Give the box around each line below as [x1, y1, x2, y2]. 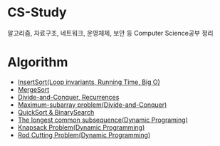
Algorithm [7, 54, 68, 71]
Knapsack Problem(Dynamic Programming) [17, 122, 145, 132]
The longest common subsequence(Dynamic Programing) [17, 115, 189, 124]
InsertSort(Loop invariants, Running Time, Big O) [17, 78, 160, 86]
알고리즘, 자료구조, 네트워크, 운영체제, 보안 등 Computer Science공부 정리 [7, 28, 214, 37]
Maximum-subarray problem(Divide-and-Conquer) [17, 100, 167, 109]
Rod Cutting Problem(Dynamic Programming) [17, 130, 151, 139]
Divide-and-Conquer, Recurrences [17, 93, 120, 101]
